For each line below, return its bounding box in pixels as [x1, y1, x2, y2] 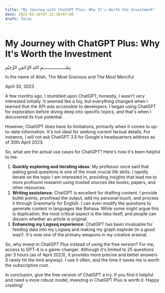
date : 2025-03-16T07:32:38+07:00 [5, 12, 74, 17]
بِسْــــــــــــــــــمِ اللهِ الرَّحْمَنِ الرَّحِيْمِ [5, 65, 71, 71]
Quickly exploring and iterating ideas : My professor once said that [12, 164, 149, 170]
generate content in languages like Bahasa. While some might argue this [12, 206, 159, 212]
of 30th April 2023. [5, 139, 44, 146]
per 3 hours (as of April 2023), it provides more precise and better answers [5, 252, 158, 258]
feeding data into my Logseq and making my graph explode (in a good [12, 226, 155, 232]
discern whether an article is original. [12, 216, 88, 222]
